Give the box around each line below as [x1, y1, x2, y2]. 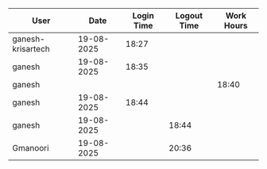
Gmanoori [12, 143, 49, 153]
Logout [175, 10, 203, 21]
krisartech [12, 44, 50, 54]
